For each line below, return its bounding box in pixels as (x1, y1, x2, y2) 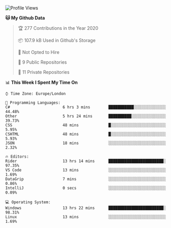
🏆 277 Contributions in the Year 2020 (17, 25, 98, 31)
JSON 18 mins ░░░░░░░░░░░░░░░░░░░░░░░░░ (5, 141, 166, 146)
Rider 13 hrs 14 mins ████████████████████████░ (5, 159, 166, 164)
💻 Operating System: (5, 200, 51, 205)
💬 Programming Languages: (5, 100, 60, 105)
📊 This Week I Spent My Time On (5, 80, 78, 85)
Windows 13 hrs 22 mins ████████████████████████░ (5, 205, 166, 211)
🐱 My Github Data (5, 15, 45, 21)
